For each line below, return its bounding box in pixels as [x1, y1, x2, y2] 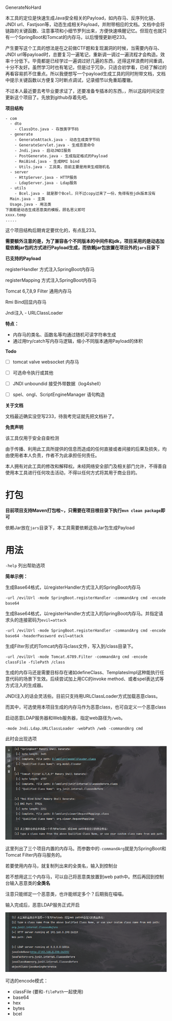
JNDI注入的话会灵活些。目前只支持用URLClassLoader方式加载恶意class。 [5, 693, 160, 699]
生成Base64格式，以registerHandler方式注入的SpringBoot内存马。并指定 [5, 611, 159, 617]
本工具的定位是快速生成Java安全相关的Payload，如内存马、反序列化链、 [5, 15, 158, 21]
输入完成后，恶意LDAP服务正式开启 [5, 902, 80, 908]
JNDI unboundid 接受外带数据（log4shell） [12, 381, 104, 387]
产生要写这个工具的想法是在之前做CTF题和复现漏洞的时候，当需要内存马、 [5, 45, 162, 51]
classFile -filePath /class [5, 660, 66, 665]
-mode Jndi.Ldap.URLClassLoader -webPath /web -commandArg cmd [5, 726, 143, 732]
